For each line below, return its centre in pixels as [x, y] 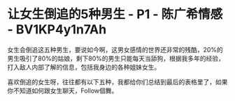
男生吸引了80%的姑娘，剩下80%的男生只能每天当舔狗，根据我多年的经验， [116, 58]
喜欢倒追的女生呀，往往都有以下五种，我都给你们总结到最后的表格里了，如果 [117, 81]
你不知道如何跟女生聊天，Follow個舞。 [63, 91]
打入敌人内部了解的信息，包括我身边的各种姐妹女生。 [84, 67]
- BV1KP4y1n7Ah [57, 30]
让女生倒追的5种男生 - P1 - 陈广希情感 [115, 14]
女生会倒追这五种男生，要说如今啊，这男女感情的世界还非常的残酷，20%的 [115, 49]
